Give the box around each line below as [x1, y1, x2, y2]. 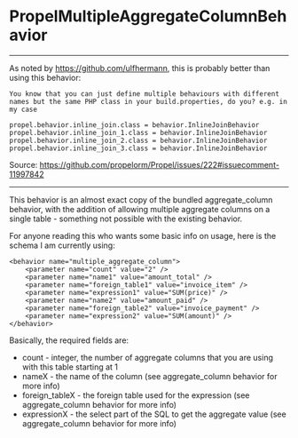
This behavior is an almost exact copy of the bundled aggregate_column [9, 194, 273, 205]
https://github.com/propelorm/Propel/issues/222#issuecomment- [39, 159, 279, 170]
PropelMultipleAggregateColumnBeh [9, 6, 287, 27]
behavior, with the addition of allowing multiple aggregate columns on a [9, 203, 271, 214]
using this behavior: [9, 72, 82, 83]
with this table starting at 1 [21, 362, 118, 372]
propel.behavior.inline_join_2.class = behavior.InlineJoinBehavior [9, 136, 268, 145]
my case [9, 105, 38, 114]
